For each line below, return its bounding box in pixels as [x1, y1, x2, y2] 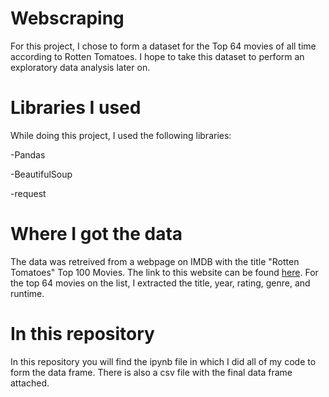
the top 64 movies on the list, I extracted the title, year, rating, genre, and [10, 277, 311, 289]
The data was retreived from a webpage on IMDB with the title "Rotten [10, 255, 300, 267]
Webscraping [10, 7, 125, 30]
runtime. [10, 287, 45, 299]
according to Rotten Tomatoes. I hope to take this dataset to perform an [10, 50, 305, 62]
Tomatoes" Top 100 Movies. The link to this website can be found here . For [10, 266, 319, 278]
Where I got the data [10, 223, 183, 246]
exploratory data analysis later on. [10, 61, 151, 73]
